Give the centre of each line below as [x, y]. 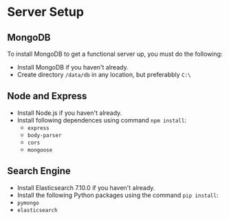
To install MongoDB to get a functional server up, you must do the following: [115, 54]
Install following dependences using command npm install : [102, 120]
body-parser [44, 135]
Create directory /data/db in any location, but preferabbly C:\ [104, 74]
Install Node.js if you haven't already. [69, 113]
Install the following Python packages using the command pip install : [118, 195]
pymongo [28, 203]
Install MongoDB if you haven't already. [73, 67]
